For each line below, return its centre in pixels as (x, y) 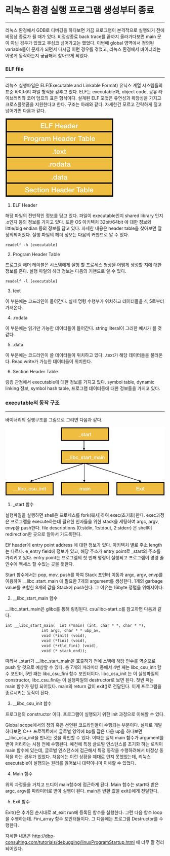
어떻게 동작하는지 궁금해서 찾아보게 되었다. (47, 55)
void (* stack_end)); (64, 651)
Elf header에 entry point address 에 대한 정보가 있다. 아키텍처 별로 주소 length (84, 545)
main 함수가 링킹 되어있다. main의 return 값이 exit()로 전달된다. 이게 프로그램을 (83, 686)
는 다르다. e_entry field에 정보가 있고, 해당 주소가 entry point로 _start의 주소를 (83, 551)
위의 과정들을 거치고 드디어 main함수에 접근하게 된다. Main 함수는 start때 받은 (82, 784)
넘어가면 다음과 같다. (26, 111)
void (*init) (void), (64, 636)
